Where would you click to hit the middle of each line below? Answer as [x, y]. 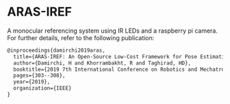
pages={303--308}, [40, 75]
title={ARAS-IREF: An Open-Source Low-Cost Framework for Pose [105, 56]
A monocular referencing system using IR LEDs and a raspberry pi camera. [112, 31]
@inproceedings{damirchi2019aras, [56, 50]
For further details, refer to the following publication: [81, 37]
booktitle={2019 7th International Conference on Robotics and [105, 69]
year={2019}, [32, 82]
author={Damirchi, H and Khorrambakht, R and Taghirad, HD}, [102, 63]
